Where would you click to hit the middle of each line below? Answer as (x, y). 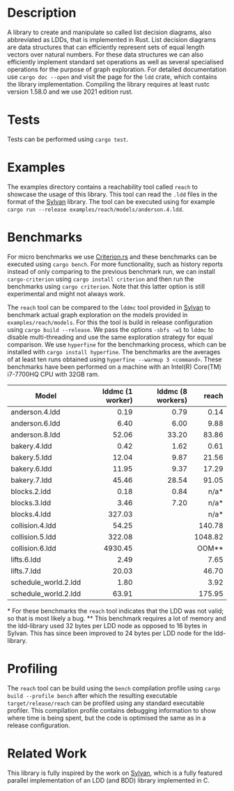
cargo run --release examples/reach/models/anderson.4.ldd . (95, 209)
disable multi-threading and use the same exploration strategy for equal (110, 337)
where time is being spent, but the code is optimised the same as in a (107, 718)
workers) (172, 400)
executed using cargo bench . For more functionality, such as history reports (115, 264)
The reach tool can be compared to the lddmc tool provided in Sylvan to (109, 307)
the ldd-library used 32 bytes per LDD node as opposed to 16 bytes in (107, 625)
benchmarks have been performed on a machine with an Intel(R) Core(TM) (114, 367)
